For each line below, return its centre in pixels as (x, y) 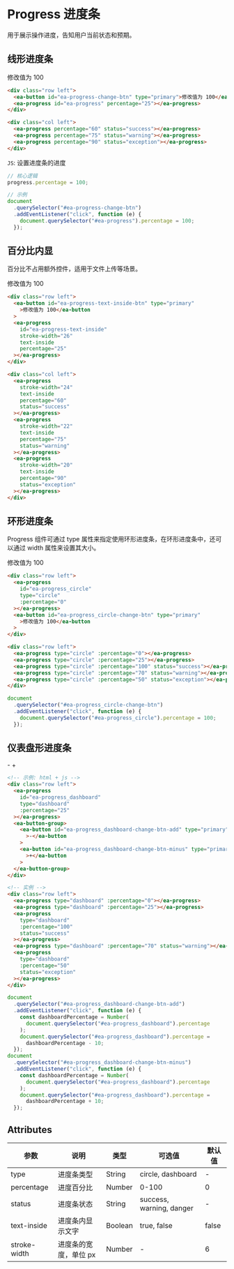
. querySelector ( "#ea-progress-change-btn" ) (77, 208)
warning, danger (166, 1208)
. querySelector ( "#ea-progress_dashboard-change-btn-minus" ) (102, 1062)
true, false (156, 1225)
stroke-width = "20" (46, 465)
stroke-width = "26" (46, 336)
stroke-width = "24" (46, 387)
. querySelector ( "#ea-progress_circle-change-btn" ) (88, 705)
